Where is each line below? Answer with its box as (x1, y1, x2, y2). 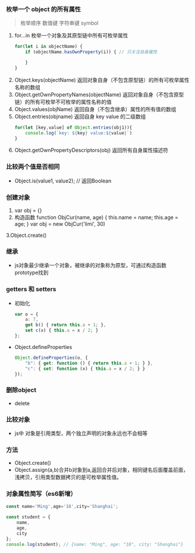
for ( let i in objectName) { (14, 44, 83, 50)
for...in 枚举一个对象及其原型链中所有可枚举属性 (14, 32, 129, 39)
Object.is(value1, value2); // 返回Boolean (14, 177, 112, 184)
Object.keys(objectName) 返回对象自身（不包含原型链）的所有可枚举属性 (14, 76, 190, 83)
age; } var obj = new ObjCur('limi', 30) (14, 220, 106, 227)
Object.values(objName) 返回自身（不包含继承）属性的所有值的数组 (14, 105, 176, 112)
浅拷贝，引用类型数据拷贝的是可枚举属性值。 (14, 473, 122, 481)
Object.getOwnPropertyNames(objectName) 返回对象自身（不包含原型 (14, 91, 185, 98)
